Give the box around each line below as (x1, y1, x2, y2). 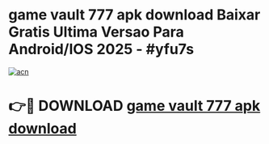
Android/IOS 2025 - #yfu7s (8, 40, 195, 58)
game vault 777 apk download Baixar (8, 6, 261, 24)
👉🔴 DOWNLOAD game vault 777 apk (8, 97, 261, 115)
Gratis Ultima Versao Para (8, 23, 184, 41)
